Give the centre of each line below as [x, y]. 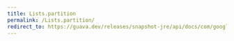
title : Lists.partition [42, 14]
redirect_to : [26, 26]
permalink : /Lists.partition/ [51, 20]
